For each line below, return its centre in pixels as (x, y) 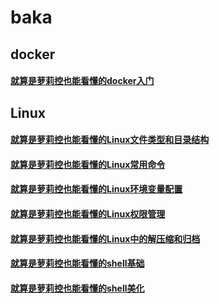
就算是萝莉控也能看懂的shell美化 (77, 288)
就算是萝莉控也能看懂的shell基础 (77, 263)
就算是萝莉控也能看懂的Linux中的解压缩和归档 (105, 238)
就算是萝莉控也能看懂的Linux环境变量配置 (96, 189)
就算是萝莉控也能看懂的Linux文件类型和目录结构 (110, 140)
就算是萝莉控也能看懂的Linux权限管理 (88, 213)
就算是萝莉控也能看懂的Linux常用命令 (88, 164)
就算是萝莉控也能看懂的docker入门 (82, 81)
